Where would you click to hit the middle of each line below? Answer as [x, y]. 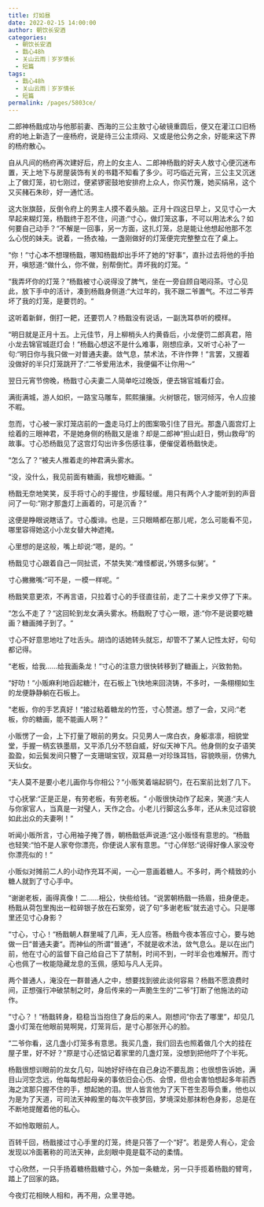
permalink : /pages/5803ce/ [52, 103]
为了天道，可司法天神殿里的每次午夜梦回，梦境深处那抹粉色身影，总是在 [139, 1099]
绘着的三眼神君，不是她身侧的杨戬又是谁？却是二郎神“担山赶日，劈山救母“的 [132, 433]
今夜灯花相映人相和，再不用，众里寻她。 [73, 1195]
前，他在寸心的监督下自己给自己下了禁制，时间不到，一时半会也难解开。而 [128, 954]
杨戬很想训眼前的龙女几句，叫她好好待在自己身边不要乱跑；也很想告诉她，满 [132, 1070]
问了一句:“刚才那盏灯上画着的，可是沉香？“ [77, 503]
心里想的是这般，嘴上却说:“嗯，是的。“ [71, 547]
